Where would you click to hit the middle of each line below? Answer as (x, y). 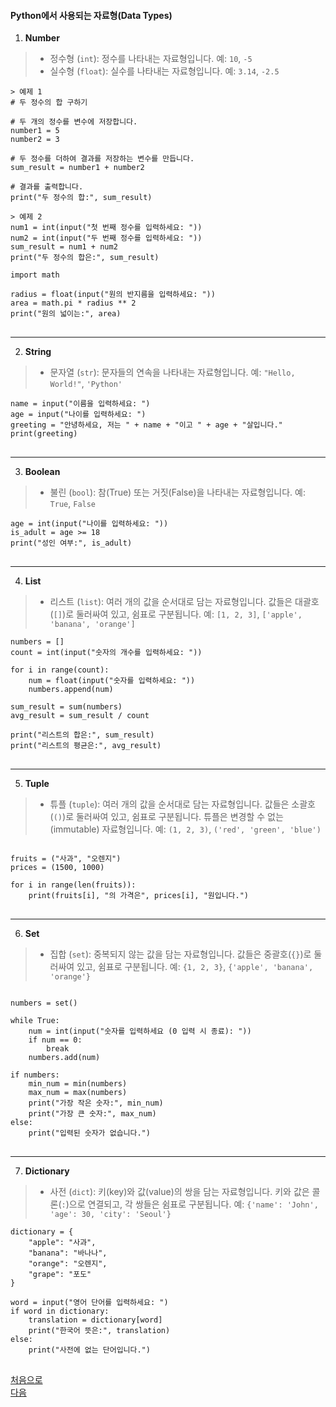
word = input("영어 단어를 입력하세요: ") (89, 1303)
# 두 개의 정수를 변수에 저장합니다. (74, 122)
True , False (73, 504)
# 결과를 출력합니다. (47, 187)
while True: (35, 1021)
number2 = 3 (35, 140)
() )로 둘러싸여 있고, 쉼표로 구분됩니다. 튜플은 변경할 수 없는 (168, 817)
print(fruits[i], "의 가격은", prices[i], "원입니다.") (139, 896)
